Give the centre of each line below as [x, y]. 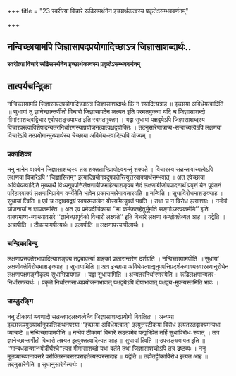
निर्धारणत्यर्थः [21, 282]
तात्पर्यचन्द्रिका [30, 87]
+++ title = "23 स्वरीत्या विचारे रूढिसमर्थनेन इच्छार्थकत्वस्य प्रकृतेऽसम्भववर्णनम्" [98, 11]
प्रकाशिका [19, 153]
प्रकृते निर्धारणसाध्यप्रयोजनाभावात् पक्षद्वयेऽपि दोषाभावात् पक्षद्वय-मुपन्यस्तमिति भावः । [130, 282]
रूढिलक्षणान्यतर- [198, 275]
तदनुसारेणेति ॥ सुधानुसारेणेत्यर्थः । [45, 364]
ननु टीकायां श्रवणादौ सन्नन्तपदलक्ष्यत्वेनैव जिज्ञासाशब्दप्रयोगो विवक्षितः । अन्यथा [91, 316]
